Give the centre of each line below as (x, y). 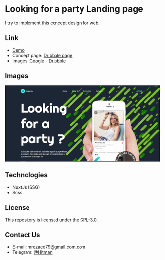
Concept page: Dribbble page (42, 55)
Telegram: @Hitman (32, 252)
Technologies (27, 175)
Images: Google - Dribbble (39, 61)
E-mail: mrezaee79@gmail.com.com (49, 247)
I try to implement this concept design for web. (52, 23)
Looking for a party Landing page (74, 9)
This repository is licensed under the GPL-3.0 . (52, 220)
